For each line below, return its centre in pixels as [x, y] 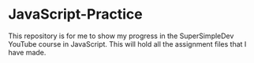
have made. [27, 52]
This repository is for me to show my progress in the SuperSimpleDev [121, 36]
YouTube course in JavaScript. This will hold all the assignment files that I [127, 44]
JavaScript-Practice [76, 14]
